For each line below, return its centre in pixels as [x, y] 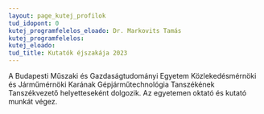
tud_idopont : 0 [34, 23]
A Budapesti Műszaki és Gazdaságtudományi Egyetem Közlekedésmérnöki [132, 76]
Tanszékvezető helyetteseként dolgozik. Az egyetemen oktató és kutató [128, 93]
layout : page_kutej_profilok [57, 16]
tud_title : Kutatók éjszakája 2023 [68, 53]
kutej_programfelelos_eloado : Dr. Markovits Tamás [95, 31]
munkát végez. [33, 102]
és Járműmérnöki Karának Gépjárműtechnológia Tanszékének [111, 84]
